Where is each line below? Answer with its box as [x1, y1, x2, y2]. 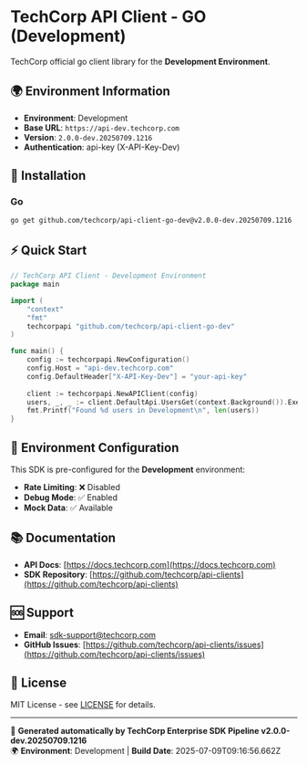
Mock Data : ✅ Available [23, 502, 113, 513]
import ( [10, 296, 44, 305]
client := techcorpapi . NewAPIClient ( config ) [26, 389, 199, 398]
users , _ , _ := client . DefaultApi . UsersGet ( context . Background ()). [26, 397, 288, 407]
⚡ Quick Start [10, 242, 87, 257]
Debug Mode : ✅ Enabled [23, 491, 118, 503]
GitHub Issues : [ [23, 639, 87, 650]
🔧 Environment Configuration [10, 440, 179, 456]
